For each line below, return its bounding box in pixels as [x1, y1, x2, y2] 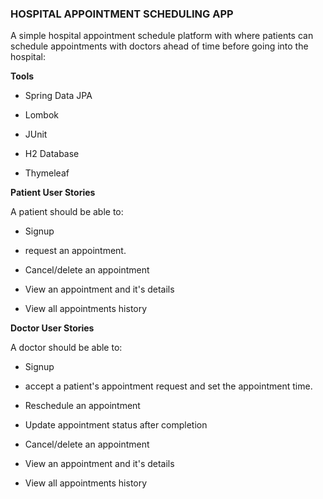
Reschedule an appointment [24, 400, 141, 412]
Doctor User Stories [10, 322, 95, 334]
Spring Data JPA [24, 90, 93, 102]
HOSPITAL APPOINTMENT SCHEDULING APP [10, 7, 234, 21]
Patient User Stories [10, 187, 96, 199]
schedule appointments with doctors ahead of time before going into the [10, 40, 309, 52]
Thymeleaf [24, 167, 70, 179]
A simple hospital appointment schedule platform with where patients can [10, 30, 314, 42]
